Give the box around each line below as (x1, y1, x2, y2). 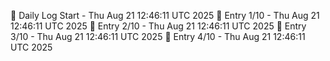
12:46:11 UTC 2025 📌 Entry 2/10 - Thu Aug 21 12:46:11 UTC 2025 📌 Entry (10, 20, 307, 32)
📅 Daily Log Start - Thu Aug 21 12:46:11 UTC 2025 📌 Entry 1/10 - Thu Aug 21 (10, 10, 320, 21)
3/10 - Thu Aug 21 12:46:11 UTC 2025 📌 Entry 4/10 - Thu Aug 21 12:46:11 (10, 31, 306, 42)
